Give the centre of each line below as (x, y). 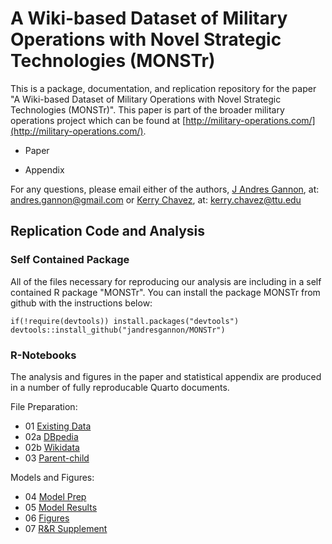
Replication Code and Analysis (108, 231)
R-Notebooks (43, 355)
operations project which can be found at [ (98, 120)
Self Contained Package (70, 260)
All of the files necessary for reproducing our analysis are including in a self (166, 281)
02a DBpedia (51, 436)
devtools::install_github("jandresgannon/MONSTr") (118, 330)
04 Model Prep (55, 496)
